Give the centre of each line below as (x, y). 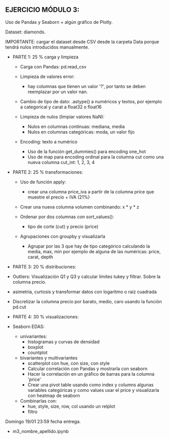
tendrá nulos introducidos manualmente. (47, 47)
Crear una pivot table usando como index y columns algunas (91, 385)
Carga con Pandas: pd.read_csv (53, 66)
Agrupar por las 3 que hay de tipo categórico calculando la (89, 246)
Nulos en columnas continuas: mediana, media (76, 126)
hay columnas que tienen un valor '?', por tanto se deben (87, 86)
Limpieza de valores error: (47, 76)
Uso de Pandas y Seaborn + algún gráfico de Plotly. (59, 22)
